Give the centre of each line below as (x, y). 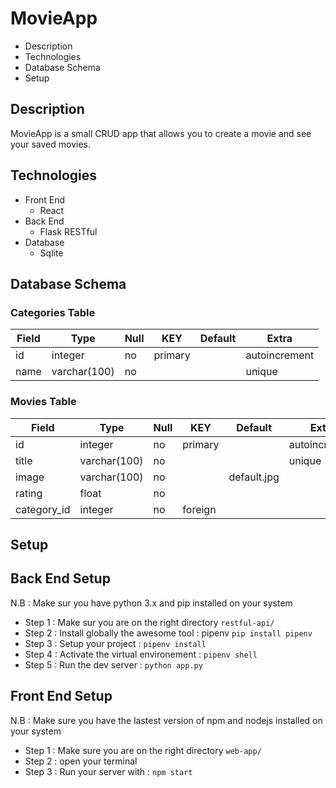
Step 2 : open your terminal (81, 761)
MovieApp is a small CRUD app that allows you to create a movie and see (161, 133)
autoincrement (280, 355)
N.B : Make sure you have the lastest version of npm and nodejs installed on (166, 720)
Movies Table (43, 402)
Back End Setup (60, 578)
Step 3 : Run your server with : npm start (108, 771)
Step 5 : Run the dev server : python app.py (113, 664)
